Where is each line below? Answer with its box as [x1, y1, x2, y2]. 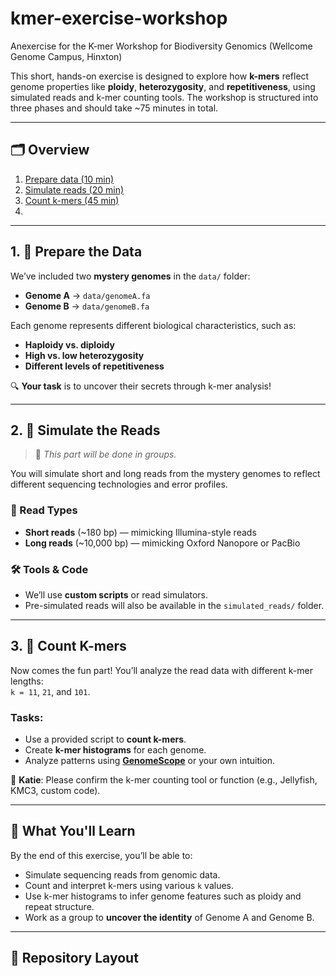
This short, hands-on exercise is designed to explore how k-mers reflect [10, 70, 310, 82]
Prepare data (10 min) [24, 173, 115, 185]
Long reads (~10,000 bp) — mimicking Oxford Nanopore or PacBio [24, 537, 301, 549]
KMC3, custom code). [10, 785, 101, 797]
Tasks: [10, 710, 44, 724]
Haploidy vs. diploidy [24, 338, 115, 351]
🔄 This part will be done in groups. [34, 448, 177, 461]
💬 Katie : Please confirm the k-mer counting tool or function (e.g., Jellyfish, [10, 774, 318, 786]
